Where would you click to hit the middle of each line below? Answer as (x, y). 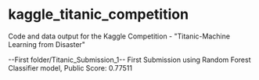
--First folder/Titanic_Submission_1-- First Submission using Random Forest (130, 60)
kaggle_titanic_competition (99, 15)
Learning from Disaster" (47, 44)
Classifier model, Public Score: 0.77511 (70, 67)
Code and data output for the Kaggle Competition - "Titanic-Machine (119, 36)
